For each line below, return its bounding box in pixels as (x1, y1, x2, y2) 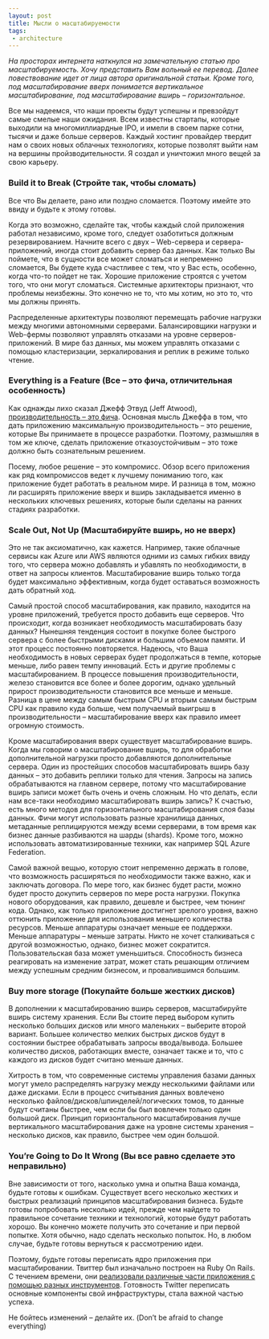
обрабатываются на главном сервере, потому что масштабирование (8, 779, 247, 789)
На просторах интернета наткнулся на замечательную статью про (8, 56, 240, 66)
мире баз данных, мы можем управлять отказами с (61, 338, 240, 347)
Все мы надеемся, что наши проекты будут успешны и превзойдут (8, 106, 238, 116)
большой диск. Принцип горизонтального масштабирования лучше (8, 1113, 241, 1123)
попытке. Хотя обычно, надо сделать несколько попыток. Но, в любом (8, 1230, 251, 1239)
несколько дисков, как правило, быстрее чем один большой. (8, 1131, 219, 1140)
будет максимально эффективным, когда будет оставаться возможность (8, 577, 260, 587)
